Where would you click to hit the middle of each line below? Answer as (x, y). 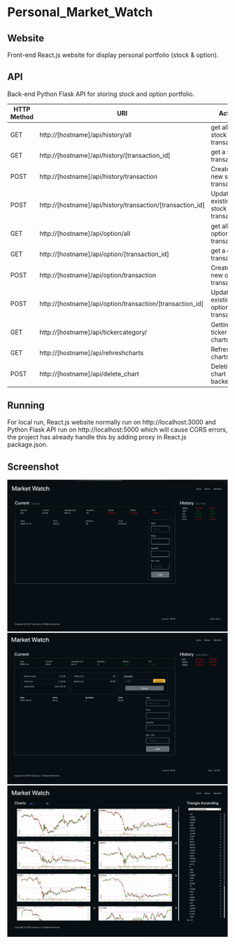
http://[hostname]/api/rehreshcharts (92, 353)
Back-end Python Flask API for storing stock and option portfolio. (101, 94)
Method (22, 117)
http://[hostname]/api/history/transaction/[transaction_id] (122, 205)
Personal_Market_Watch (80, 12)
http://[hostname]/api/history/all (85, 135)
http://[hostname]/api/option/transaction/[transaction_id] (122, 303)
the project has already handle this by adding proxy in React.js (97, 437)
